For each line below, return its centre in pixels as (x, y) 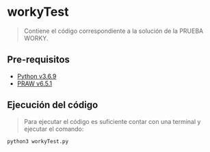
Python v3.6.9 (37, 76)
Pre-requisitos (39, 60)
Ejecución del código (53, 105)
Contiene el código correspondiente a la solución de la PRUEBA (114, 31)
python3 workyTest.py (38, 141)
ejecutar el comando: (54, 129)
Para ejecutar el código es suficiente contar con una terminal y (112, 121)
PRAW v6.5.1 (35, 84)
